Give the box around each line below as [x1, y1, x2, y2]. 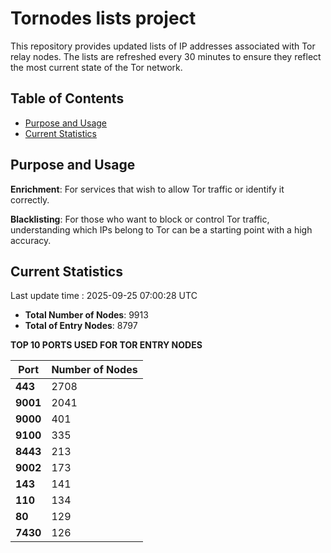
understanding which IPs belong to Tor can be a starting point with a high [10, 223, 313, 236]
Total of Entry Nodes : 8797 [24, 320, 138, 332]
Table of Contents [10, 90, 125, 107]
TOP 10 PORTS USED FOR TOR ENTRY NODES [10, 339, 203, 351]
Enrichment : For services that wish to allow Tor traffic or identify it [10, 183, 285, 195]
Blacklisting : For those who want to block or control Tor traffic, [10, 213, 270, 225]
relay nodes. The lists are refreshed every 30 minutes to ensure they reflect [10, 50, 322, 62]
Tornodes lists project [10, 7, 197, 30]
